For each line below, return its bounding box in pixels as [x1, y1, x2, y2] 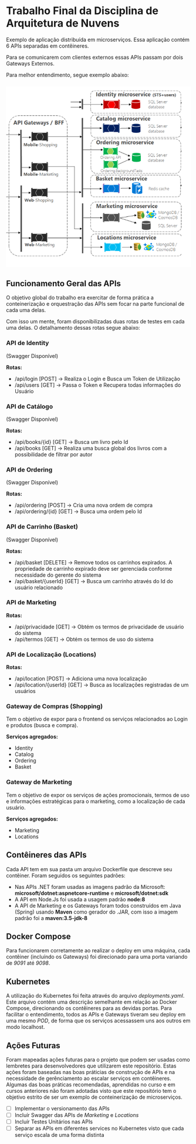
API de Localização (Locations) [6, 650, 97, 658]
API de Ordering [6, 466, 53, 474]
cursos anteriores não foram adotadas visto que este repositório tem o [6, 1087, 177, 1094]
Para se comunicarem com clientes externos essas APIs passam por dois [6, 53, 184, 61]
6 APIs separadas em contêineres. [6, 42, 89, 49]
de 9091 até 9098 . [6, 959, 50, 966]
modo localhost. [6, 1023, 45, 1031]
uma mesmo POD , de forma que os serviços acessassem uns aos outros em [6, 1017, 191, 1024]
